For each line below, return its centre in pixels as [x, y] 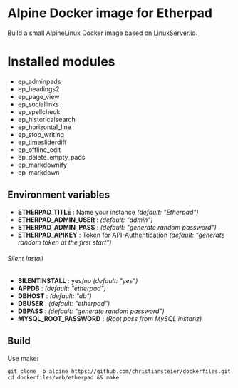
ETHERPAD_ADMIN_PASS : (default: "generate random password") [117, 227]
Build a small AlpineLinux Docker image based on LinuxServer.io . [103, 33]
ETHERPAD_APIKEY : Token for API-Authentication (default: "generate [121, 235]
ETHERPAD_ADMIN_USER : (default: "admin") [85, 220]
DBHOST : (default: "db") [55, 296]
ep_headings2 [38, 89]
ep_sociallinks [38, 104]
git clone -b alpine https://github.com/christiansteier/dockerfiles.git [119, 371]
